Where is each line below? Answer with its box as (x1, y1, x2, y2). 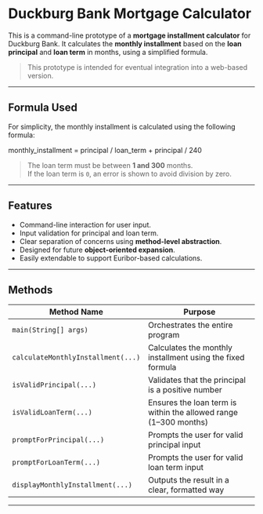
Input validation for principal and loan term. (19, 228, 159, 238)
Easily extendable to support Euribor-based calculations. (19, 253, 203, 263)
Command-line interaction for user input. (19, 220, 151, 229)
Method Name (49, 307, 103, 318)
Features (8, 199, 52, 213)
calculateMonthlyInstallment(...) (12, 353, 141, 362)
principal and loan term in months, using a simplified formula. (8, 47, 208, 57)
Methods (8, 283, 53, 297)
